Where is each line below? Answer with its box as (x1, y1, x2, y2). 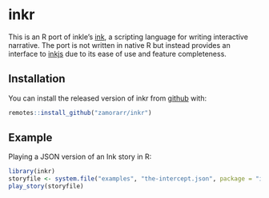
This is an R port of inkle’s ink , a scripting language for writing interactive (8, 32, 248, 42)
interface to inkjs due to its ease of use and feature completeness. (8, 49, 227, 58)
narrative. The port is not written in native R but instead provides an (8, 40, 231, 49)
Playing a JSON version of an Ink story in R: (8, 152, 152, 161)
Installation (8, 72, 66, 85)
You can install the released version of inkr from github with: (8, 93, 207, 103)
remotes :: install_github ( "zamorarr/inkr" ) (8, 109, 152, 117)
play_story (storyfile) (8, 182, 84, 191)
